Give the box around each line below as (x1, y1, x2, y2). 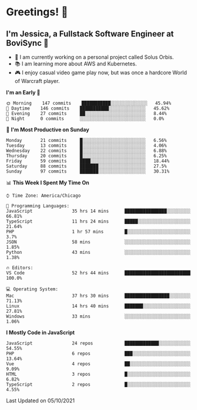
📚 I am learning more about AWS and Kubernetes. (14, 60, 137, 67)
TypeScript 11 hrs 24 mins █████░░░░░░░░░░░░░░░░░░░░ (6, 219, 191, 224)
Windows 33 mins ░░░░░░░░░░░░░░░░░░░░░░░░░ (6, 313, 191, 319)
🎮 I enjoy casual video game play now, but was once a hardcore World (14, 69, 187, 76)
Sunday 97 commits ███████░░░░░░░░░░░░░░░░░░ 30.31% (6, 168, 169, 174)
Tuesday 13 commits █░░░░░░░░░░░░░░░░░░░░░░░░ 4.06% (6, 143, 167, 148)
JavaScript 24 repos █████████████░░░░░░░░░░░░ (6, 340, 191, 346)
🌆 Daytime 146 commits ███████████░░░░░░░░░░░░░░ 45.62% (6, 105, 169, 111)
